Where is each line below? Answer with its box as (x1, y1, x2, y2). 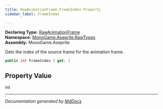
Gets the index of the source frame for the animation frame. (5, 49, 124, 55)
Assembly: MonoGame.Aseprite (5, 39, 70, 45)
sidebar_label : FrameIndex (5, 12, 60, 16)
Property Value (5, 71, 52, 80)
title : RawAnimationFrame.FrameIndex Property (5, 7, 101, 12)
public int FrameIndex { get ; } (5, 58, 70, 63)
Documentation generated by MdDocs (5, 98, 81, 104)
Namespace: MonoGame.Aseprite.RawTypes (5, 34, 96, 40)
